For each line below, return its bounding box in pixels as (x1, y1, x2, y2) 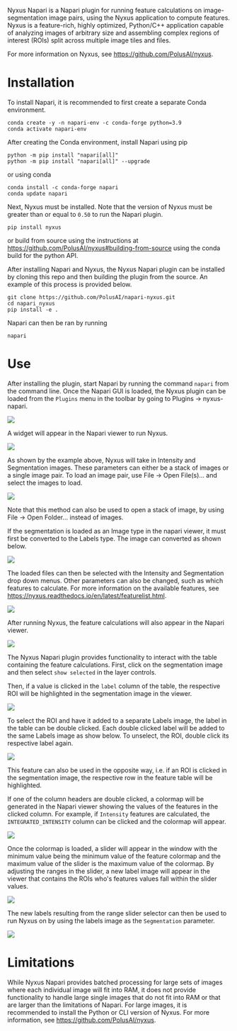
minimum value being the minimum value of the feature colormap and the (7, 852, 221, 860)
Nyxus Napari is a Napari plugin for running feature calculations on (7, 6, 202, 14)
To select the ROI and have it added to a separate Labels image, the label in (7, 716, 227, 725)
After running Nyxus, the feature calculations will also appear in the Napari (7, 618, 225, 626)
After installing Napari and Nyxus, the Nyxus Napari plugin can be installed (7, 265, 225, 274)
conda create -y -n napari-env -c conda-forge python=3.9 (7, 119, 182, 126)
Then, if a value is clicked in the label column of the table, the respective (7, 682, 221, 690)
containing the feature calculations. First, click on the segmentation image (7, 660, 223, 669)
